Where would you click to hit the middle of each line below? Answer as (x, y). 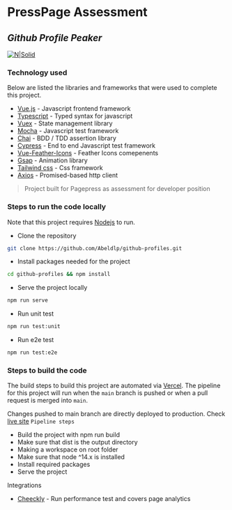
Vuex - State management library (65, 123)
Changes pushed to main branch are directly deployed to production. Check (116, 414)
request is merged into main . (48, 401)
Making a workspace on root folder (68, 449)
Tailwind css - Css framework (60, 168)
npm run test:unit (34, 327)
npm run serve (28, 300)
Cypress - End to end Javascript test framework (86, 146)
